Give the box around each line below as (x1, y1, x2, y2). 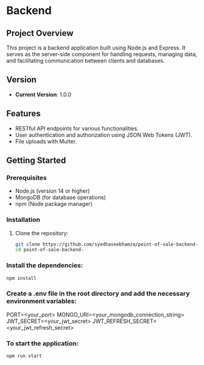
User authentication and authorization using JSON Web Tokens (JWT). (15, 131, 193, 138)
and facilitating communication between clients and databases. (6, 57, 165, 64)
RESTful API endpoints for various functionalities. (15, 124, 139, 132)
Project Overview (6, 28, 74, 38)
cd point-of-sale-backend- (15, 247, 84, 253)
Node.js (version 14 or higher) (15, 187, 90, 195)
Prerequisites (6, 173, 47, 182)
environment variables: (6, 297, 77, 305)
